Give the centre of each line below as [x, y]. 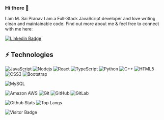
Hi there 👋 [17, 8]
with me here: [19, 29]
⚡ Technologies [29, 54]
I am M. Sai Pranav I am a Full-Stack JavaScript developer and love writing [80, 19]
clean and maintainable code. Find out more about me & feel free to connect [82, 24]
